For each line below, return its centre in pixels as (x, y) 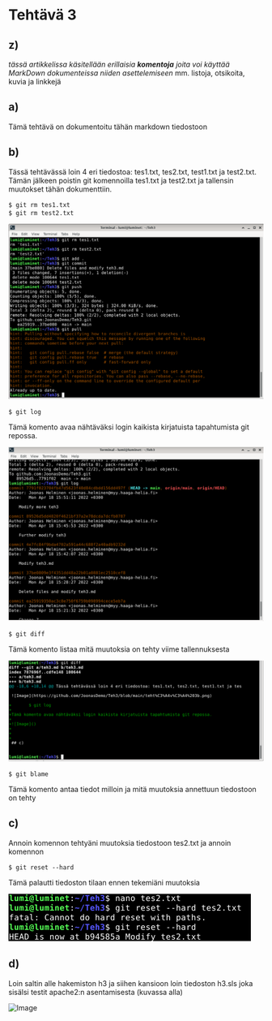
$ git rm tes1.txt (39, 205)
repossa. (23, 435)
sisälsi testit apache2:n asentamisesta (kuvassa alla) (96, 992)
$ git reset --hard (41, 867)
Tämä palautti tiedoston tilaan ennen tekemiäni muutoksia (104, 882)
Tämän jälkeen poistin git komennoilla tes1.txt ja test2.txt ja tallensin (121, 180)
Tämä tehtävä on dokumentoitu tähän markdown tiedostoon (108, 127)
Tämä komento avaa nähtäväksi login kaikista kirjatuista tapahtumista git (129, 427)
